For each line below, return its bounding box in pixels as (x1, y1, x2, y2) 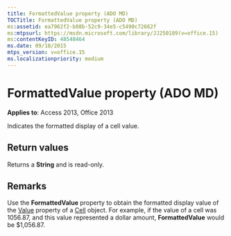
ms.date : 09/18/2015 (7, 42, 67, 49)
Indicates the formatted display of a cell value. (7, 121, 139, 130)
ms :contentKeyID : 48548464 (7, 36, 85, 43)
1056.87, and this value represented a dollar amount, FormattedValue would (7, 213, 224, 222)
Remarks (7, 180, 47, 192)
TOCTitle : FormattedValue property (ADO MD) (7, 17, 138, 24)
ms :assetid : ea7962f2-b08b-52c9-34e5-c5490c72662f (7, 23, 157, 30)
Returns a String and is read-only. (7, 160, 105, 169)
